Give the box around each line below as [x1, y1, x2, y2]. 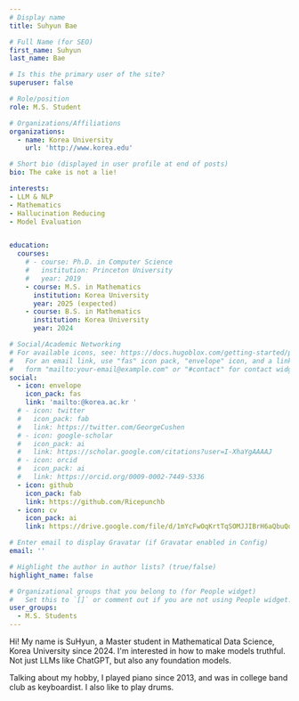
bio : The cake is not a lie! [9, 168, 117, 177]
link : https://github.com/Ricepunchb [25, 497, 166, 506]
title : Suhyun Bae [9, 21, 77, 30]
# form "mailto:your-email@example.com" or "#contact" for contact [9, 364, 273, 374]
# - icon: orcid [17, 456, 77, 465]
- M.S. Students [17, 612, 77, 621]
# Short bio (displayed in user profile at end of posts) [9, 159, 229, 169]
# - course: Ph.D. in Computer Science [25, 257, 174, 267]
